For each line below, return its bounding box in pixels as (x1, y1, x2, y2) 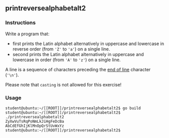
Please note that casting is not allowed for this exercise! (5, 81, 122, 87)
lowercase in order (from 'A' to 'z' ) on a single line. (12, 57, 121, 63)
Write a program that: (5, 30, 49, 37)
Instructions (5, 19, 36, 26)
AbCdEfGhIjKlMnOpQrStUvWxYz (5, 123, 65, 128)
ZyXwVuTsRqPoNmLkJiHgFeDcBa (5, 119, 65, 124)
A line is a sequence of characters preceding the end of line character (5, 66, 151, 72)
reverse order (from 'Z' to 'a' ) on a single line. (12, 45, 110, 52)
